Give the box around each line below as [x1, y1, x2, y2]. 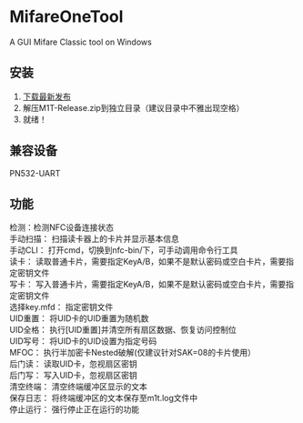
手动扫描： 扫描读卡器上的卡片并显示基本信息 [9, 234, 179, 245]
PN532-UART [9, 167, 61, 178]
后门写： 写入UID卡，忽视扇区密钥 [9, 370, 138, 381]
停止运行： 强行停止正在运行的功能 [9, 404, 139, 415]
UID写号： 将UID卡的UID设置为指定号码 [9, 336, 157, 347]
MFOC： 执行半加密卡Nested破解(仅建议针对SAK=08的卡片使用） [9, 347, 257, 358]
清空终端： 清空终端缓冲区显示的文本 [9, 381, 147, 392]
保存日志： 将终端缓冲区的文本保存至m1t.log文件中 [9, 393, 198, 404]
